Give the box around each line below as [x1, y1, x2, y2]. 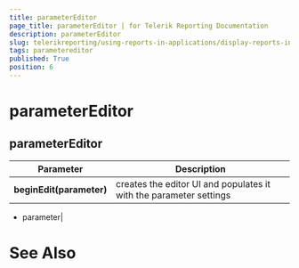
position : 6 [9, 63, 53, 72]
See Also [9, 243, 77, 264]
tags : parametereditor [9, 46, 93, 55]
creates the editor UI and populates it [115, 177, 271, 190]
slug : [9, 37, 29, 47]
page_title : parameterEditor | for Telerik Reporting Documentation [9, 21, 269, 30]
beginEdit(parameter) [13, 183, 108, 196]
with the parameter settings [115, 189, 231, 201]
